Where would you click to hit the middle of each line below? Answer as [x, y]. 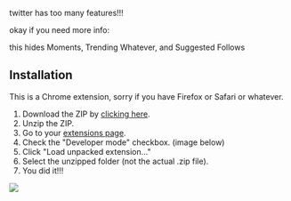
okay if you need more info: [60, 30]
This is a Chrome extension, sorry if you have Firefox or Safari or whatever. [146, 96]
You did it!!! [43, 170]
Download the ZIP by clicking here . [86, 114]
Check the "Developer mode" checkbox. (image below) [123, 142]
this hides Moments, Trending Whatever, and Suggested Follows [127, 47]
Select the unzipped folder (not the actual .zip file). [115, 161]
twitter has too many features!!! [67, 13]
